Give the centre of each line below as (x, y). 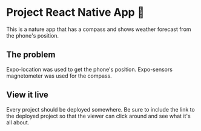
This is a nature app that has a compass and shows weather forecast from (99, 29)
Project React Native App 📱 (75, 12)
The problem (31, 55)
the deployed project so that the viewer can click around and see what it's (98, 116)
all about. (18, 122)
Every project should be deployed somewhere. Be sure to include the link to (100, 109)
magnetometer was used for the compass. (59, 76)
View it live (27, 95)
